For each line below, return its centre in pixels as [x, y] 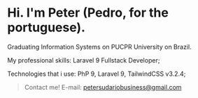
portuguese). [47, 27]
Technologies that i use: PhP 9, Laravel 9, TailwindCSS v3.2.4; [97, 74]
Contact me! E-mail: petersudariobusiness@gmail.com [103, 87]
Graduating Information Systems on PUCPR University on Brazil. [99, 47]
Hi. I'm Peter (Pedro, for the [88, 13]
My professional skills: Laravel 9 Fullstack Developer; [84, 60]
